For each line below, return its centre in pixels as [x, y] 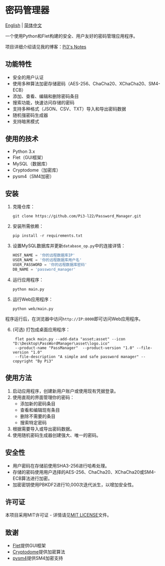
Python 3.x [24, 151]
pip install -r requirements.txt [48, 236]
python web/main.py [33, 309]
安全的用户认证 [28, 77]
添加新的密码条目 [38, 404]
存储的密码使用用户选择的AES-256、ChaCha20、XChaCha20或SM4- [84, 472]
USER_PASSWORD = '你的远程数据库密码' [50, 265]
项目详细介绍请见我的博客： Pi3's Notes [46, 46]
